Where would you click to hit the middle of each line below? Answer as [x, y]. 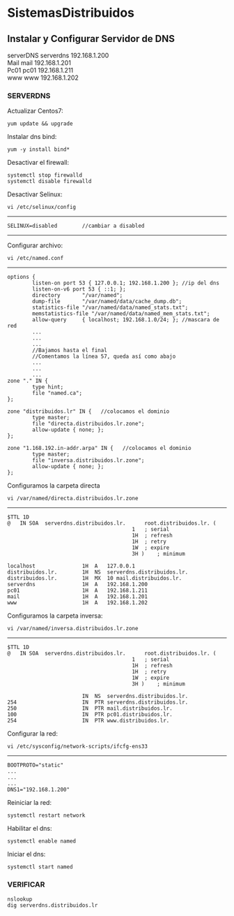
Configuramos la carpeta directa [54, 486]
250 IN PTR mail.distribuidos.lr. [90, 708]
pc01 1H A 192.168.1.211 [78, 591]
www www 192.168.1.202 [43, 78]
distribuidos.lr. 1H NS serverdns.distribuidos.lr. [98, 572]
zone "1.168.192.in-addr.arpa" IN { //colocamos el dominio [99, 449]
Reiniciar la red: [30, 803]
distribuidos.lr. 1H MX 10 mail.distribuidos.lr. [95, 579]
